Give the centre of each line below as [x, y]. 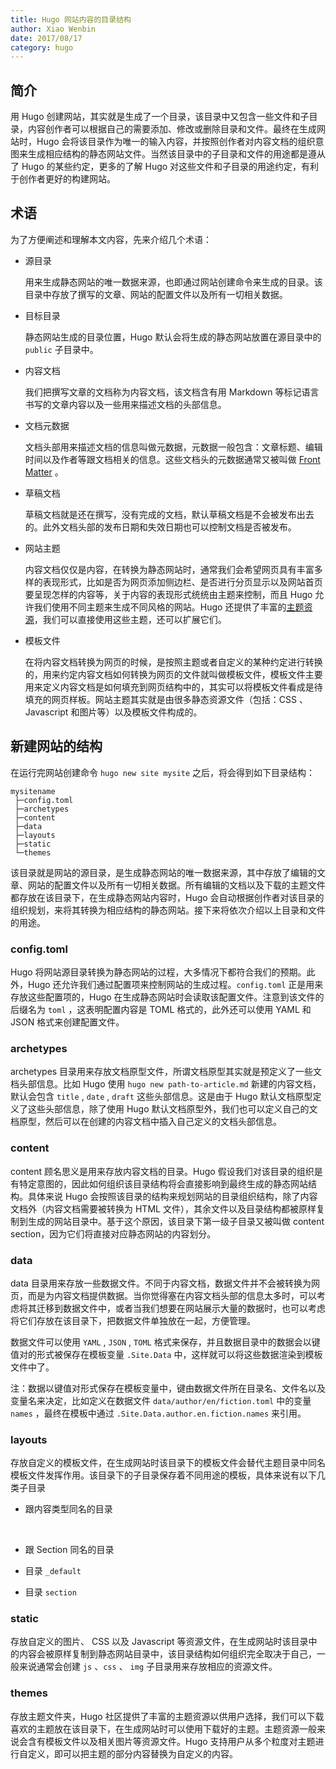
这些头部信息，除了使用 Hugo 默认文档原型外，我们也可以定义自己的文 [172, 1109]
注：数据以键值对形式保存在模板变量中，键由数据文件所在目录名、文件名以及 [168, 1388]
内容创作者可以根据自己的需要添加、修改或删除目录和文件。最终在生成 [172, 129]
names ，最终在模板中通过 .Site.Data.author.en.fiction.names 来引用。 [158, 1413]
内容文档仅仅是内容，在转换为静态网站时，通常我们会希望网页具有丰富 [169, 569]
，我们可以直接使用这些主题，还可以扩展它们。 [130, 619]
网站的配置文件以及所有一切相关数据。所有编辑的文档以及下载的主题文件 [176, 885]
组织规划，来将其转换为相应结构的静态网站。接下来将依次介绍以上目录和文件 [168, 910]
